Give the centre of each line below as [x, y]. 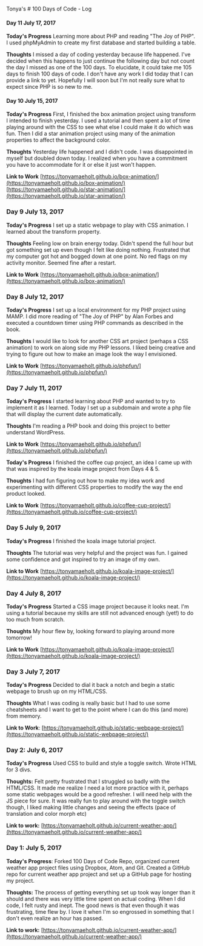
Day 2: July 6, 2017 [35, 750]
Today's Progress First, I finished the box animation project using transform [101, 114]
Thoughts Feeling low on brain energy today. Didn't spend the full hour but [100, 243]
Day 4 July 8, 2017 [34, 593]
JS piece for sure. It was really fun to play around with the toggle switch [96, 801]
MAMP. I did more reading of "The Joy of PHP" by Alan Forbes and [90, 316]
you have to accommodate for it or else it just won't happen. [81, 165]
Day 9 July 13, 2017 [35, 212]
